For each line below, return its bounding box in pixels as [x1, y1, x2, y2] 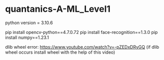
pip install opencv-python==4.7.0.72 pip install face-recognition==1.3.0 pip [5, 29, 158, 35]
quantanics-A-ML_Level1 [5, 3, 111, 15]
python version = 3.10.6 [5, 20, 53, 26]
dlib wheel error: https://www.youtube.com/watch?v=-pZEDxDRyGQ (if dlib [5, 44, 160, 50]
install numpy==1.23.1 [5, 34, 49, 40]
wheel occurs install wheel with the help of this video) [5, 49, 115, 55]
